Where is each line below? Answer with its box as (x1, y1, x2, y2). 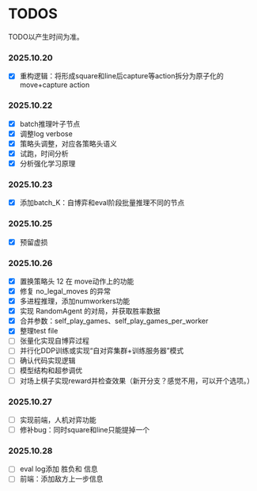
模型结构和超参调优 (19, 366, 83, 375)
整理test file (19, 326, 59, 336)
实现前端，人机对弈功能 (19, 415, 96, 424)
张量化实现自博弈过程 (19, 336, 89, 345)
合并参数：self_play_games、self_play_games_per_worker (19, 316, 209, 325)
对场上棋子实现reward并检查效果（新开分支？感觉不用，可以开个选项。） (19, 375, 255, 385)
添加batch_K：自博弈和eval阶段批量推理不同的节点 (19, 198, 185, 207)
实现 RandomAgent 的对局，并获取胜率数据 (19, 306, 161, 316)
